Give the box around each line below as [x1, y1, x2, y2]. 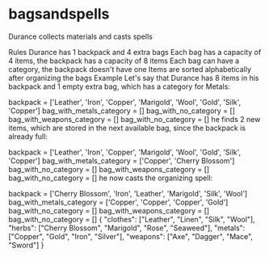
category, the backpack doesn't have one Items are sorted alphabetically [8, 64, 252, 74]
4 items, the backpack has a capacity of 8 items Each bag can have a [8, 56, 240, 65]
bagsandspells [8, 5, 110, 23]
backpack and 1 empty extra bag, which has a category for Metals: [8, 82, 230, 91]
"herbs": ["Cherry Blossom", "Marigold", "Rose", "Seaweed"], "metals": [8, 223, 246, 233]
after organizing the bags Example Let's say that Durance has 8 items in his [8, 73, 259, 82]
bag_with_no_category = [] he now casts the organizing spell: [8, 173, 213, 183]
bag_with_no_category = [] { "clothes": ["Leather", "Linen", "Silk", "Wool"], [8, 214, 256, 224]
